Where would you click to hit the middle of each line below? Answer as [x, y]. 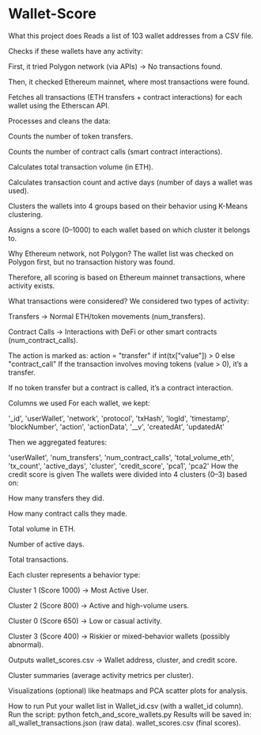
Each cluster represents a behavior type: [74, 574]
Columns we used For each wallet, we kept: [79, 403]
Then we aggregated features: [58, 442]
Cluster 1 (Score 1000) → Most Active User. [78, 590]
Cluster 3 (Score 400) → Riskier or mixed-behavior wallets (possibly [119, 636]
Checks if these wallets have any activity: [76, 51]
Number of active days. [46, 544]
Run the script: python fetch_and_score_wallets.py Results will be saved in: [130, 714]
